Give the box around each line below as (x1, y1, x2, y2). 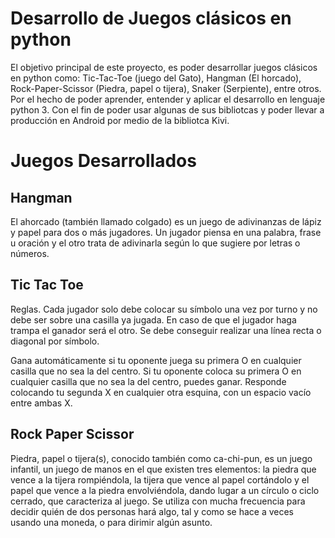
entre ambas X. (10, 397, 73, 409)
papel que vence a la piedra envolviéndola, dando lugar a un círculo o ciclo (10, 484, 320, 496)
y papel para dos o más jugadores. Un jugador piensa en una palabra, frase (10, 226, 322, 238)
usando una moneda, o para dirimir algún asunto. (10, 516, 213, 528)
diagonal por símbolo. (10, 335, 100, 347)
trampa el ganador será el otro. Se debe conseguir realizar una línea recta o (10, 324, 322, 336)
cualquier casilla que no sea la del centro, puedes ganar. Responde (10, 375, 287, 387)
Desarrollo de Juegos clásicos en (10, 7, 292, 30)
